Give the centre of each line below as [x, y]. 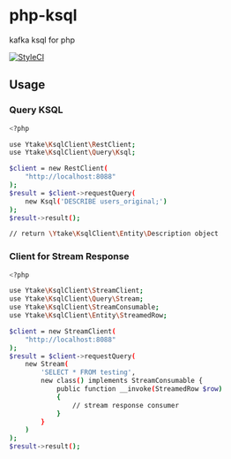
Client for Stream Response [69, 256]
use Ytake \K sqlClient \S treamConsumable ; [85, 307]
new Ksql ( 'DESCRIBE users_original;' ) [96, 201]
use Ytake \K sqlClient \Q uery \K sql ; [73, 153]
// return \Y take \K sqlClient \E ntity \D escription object [114, 234]
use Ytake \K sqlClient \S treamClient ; [76, 291]
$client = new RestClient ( [59, 169]
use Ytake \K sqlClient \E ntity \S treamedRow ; [88, 316]
